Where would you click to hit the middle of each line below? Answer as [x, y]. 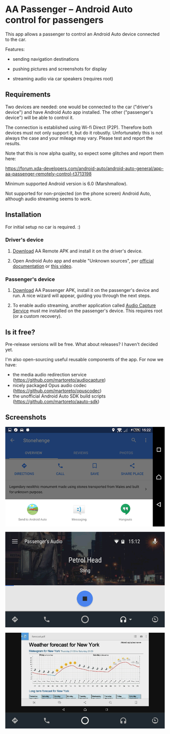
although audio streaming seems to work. [49, 199]
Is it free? [20, 332]
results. [13, 143]
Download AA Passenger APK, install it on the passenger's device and [86, 290]
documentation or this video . [42, 266]
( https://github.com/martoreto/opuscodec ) [57, 391]
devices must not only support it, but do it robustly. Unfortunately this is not [84, 133]
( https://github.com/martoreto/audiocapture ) [59, 380]
